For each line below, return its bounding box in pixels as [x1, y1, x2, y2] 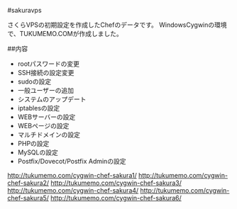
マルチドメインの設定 [17, 130, 80, 139]
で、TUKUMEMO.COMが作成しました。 [7, 30, 123, 38]
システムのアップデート [17, 95, 87, 103]
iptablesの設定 [17, 104, 60, 112]
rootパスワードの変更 [17, 60, 80, 68]
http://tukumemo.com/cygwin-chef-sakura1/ [7, 171, 137, 179]
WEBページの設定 [17, 122, 70, 130]
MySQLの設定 [17, 148, 58, 157]
